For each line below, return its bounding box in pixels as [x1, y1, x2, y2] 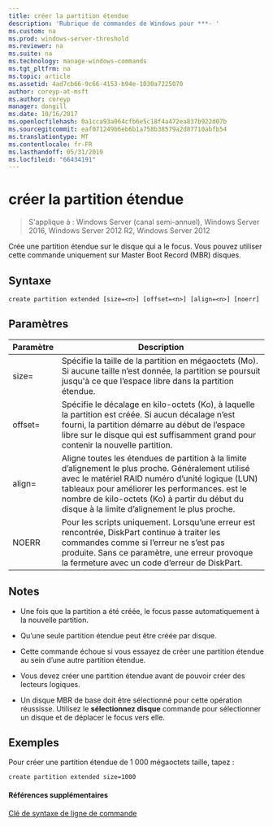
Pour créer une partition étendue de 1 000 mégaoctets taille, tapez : [8, 757, 235, 768]
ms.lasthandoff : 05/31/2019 [8, 148, 104, 156]
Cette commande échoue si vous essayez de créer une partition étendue [19, 647, 264, 656]
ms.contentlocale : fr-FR [8, 140, 93, 149]
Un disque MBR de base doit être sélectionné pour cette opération [19, 695, 242, 705]
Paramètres [8, 318, 69, 331]
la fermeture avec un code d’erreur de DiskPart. [61, 557, 243, 569]
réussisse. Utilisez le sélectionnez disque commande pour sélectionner [19, 703, 262, 713]
